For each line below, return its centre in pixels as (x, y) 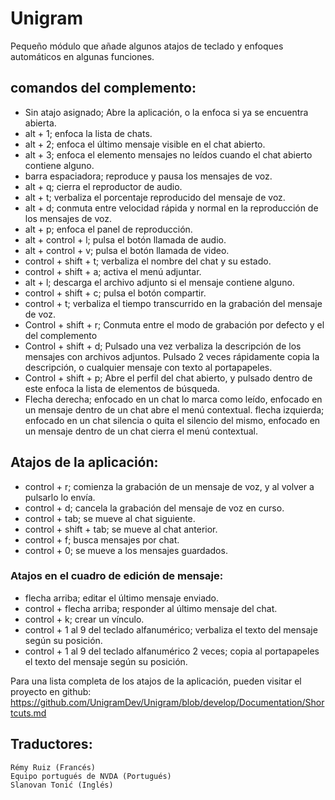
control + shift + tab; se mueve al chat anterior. (121, 529)
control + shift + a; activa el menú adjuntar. (113, 271)
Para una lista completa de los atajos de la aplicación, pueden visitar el (156, 681)
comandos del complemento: (103, 88)
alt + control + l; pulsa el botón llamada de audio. (125, 239)
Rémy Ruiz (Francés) (53, 767)
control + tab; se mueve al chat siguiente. (110, 518)
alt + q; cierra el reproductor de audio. (103, 186)
